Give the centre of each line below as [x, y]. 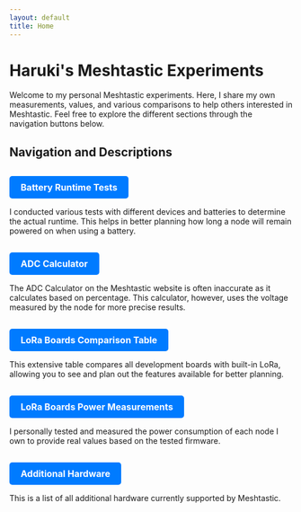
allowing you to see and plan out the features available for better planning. [147, 374]
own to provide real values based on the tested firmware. [115, 440]
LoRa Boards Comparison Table [89, 340]
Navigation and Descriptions [91, 152]
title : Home [31, 26]
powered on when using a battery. [73, 231]
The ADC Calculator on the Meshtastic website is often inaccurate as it [140, 287]
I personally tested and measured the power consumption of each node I [144, 431]
